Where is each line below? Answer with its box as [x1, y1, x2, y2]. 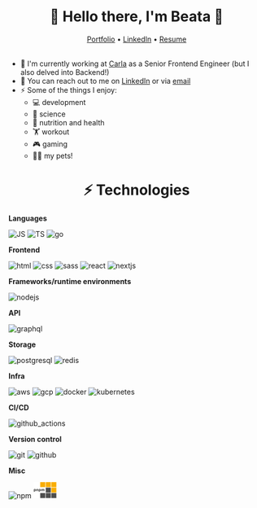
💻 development [32, 97, 86, 107]
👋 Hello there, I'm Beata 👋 [50, 7, 224, 26]
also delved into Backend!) [20, 67, 110, 77]
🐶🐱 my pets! [32, 151, 73, 160]
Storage [8, 339, 37, 349]
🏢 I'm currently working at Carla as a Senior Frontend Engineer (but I [20, 59, 250, 68]
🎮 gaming [32, 138, 68, 149]
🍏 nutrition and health [32, 117, 105, 127]
